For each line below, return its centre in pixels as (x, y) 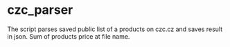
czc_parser (40, 10)
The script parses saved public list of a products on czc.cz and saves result (115, 29)
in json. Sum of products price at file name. (69, 36)
